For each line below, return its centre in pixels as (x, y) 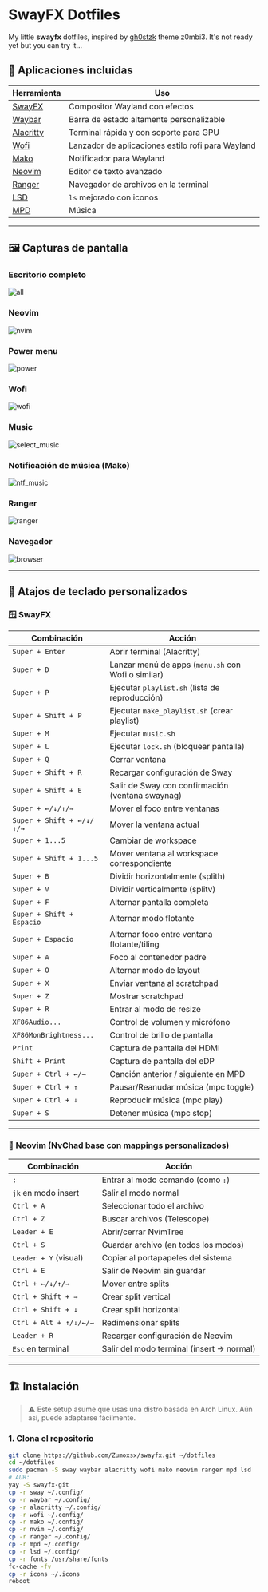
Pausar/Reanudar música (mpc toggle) (182, 1087)
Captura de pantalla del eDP (162, 1062)
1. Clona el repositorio (51, 1439)
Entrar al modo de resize (156, 1010)
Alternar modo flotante (152, 919)
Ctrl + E (29, 1270)
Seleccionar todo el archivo (153, 1205)
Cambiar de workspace (153, 840)
